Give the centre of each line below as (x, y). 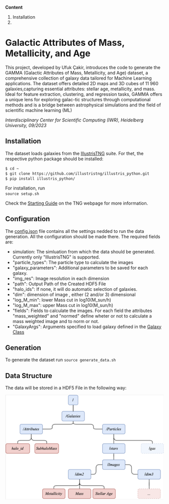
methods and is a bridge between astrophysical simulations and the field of (83, 105)
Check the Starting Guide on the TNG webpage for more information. (77, 203)
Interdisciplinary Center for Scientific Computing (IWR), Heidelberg (74, 120)
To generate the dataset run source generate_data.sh (61, 360)
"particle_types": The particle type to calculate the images (73, 262)
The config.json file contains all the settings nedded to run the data (75, 231)
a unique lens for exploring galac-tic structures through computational (78, 99)
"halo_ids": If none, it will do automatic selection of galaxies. (75, 289)
